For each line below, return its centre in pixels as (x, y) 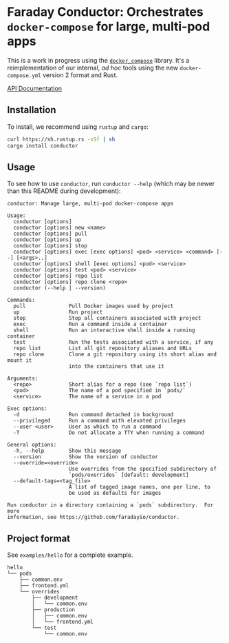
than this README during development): (64, 191)
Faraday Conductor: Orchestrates (106, 12)
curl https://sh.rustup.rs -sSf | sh (61, 139)
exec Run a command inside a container (90, 325)
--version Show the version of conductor (86, 457)
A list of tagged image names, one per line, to (140, 487)
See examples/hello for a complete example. (70, 555)
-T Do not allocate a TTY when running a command (109, 433)
